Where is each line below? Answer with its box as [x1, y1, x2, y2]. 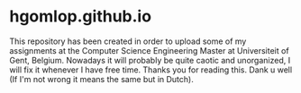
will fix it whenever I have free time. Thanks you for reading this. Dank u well [9, 64, 293, 75]
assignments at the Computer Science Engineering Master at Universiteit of [9, 45, 290, 55]
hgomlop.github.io [9, 6, 151, 27]
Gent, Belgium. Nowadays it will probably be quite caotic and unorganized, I [9, 55, 291, 65]
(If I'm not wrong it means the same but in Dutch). [9, 73, 194, 84]
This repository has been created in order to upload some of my [9, 36, 247, 46]
